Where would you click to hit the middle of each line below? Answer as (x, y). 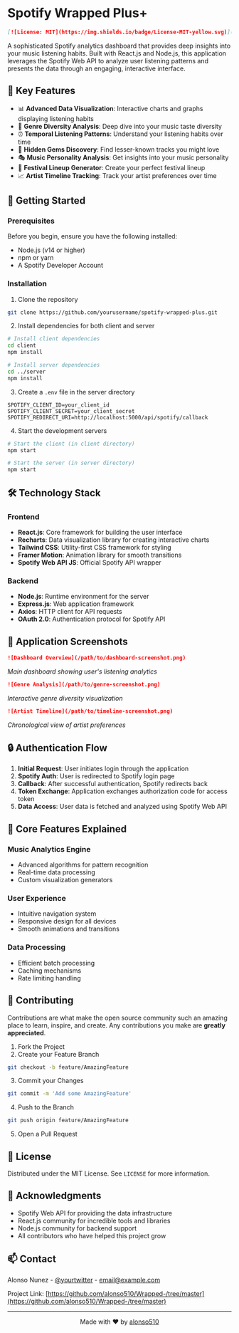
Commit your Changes (51, 1081)
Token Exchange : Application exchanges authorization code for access (122, 791)
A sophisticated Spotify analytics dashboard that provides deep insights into (119, 46)
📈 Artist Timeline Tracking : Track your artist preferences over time (117, 175)
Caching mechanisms (49, 971)
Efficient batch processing (56, 963)
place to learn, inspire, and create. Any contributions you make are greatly (117, 1025)
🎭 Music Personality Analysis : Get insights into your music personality (123, 157)
